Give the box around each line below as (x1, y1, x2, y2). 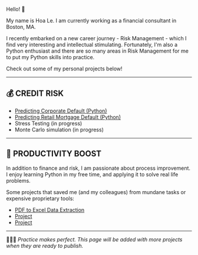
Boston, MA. (6, 24, 37, 30)
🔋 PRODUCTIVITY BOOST (6, 149, 102, 159)
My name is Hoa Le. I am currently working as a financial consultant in (6, 17, 177, 24)
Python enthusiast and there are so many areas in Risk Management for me (6, 47, 189, 54)
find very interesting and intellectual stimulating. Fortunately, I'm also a (6, 41, 178, 48)
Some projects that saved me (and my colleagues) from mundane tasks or (6, 188, 186, 195)
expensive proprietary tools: (6, 195, 75, 202)
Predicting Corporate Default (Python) (14, 107, 107, 114)
